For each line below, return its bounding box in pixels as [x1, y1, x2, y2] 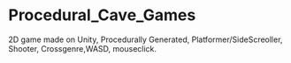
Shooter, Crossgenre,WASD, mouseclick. [8, 43, 157, 53]
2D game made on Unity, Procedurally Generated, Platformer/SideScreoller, [8, 34, 283, 45]
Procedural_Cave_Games [8, 5, 196, 25]
